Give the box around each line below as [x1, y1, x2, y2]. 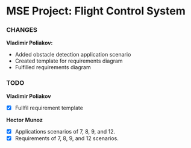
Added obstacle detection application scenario [14, 51, 131, 58]
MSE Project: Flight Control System [6, 4, 186, 18]
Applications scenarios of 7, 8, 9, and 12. [14, 128, 116, 135]
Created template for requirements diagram [14, 57, 123, 64]
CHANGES [6, 26, 37, 34]
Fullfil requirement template [14, 104, 83, 111]
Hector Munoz [6, 116, 43, 123]
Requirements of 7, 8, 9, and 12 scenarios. [14, 134, 119, 142]
